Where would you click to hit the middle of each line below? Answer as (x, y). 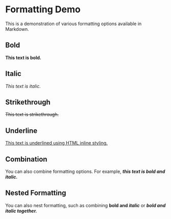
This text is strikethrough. (32, 114)
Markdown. (17, 29)
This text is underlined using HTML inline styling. (57, 143)
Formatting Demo (43, 9)
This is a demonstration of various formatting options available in (74, 24)
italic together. (21, 211)
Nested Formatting (36, 193)
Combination (26, 159)
